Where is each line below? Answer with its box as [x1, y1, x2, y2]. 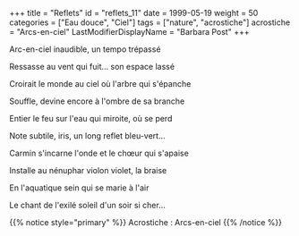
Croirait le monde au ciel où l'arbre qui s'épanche [9, 79, 192, 88]
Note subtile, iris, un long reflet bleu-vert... [9, 131, 166, 141]
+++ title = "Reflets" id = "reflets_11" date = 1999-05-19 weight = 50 [9, 8, 259, 18]
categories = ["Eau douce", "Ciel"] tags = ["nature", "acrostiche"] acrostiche [9, 17, 291, 28]
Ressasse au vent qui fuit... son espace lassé [9, 62, 175, 72]
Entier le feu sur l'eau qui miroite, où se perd [9, 114, 173, 123]
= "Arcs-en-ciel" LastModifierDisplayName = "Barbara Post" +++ [9, 27, 250, 37]
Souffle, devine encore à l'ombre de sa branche [9, 96, 185, 106]
